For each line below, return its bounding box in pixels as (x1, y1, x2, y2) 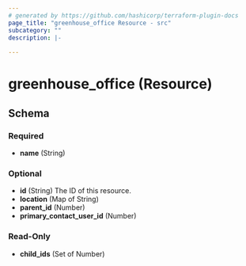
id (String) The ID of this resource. (19, 186, 132, 196)
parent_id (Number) (19, 203, 85, 212)
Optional (8, 168, 42, 179)
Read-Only (8, 231, 51, 242)
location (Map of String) (19, 195, 99, 204)
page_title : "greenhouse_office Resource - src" (8, 19, 172, 27)
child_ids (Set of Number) (19, 249, 105, 258)
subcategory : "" (8, 26, 62, 34)
